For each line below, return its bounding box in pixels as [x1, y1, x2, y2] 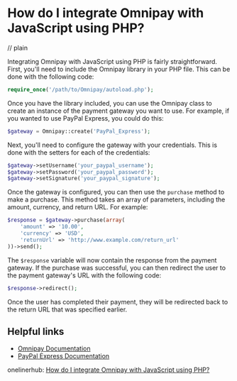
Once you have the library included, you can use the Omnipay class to [7, 99, 212, 107]
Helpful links [7, 325, 65, 338]
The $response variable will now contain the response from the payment [7, 255, 217, 264]
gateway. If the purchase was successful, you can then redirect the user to [7, 263, 226, 272]
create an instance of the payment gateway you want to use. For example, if [7, 106, 229, 115]
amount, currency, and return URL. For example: [7, 203, 148, 211]
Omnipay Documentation [17, 344, 91, 353]
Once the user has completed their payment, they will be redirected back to [7, 297, 228, 306]
